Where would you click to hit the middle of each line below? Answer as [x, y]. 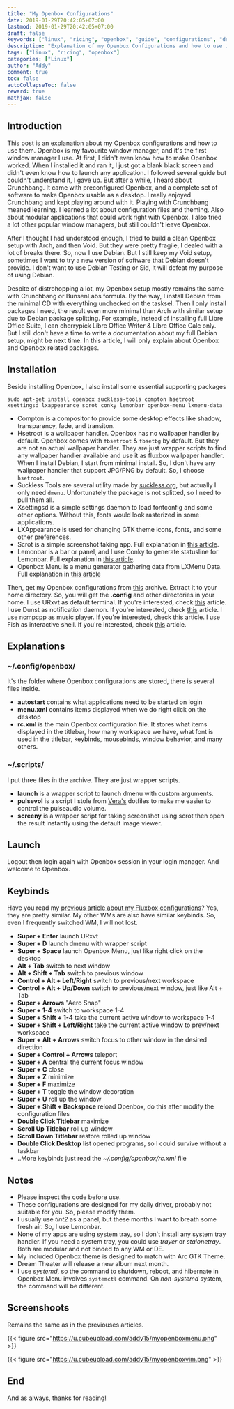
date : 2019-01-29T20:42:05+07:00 [56, 20]
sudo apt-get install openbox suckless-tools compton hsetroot [101, 399]
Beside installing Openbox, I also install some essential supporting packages [117, 386]
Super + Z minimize [46, 1077]
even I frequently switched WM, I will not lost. [72, 923]
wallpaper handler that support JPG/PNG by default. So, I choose [111, 470]
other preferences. [44, 537]
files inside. [24, 689]
